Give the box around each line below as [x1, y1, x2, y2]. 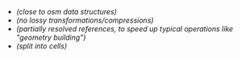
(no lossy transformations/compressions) [15, 15, 155, 25]
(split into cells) [15, 41, 67, 51]
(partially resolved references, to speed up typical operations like [15, 24, 234, 33]
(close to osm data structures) [15, 7, 117, 16]
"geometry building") [15, 32, 86, 42]
